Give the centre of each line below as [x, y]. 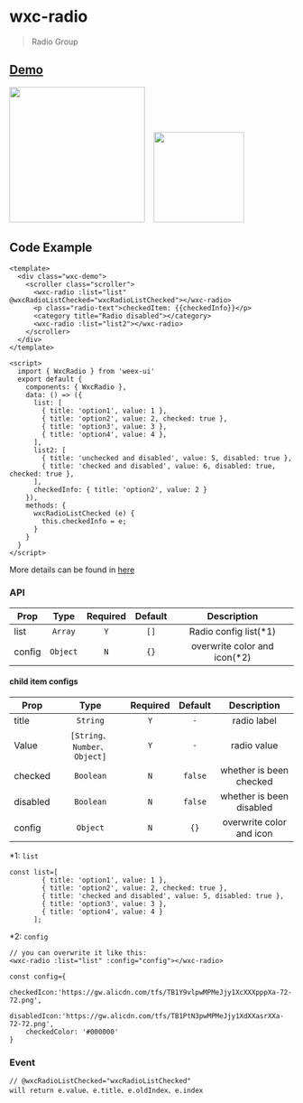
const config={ [38, 977]
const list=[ [34, 873]
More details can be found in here [72, 570]
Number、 [90, 747]
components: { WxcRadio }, [76, 387]
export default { [50, 379]
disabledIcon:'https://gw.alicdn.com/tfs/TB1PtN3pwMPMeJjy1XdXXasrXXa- [147, 1016]
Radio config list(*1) [233, 631]
